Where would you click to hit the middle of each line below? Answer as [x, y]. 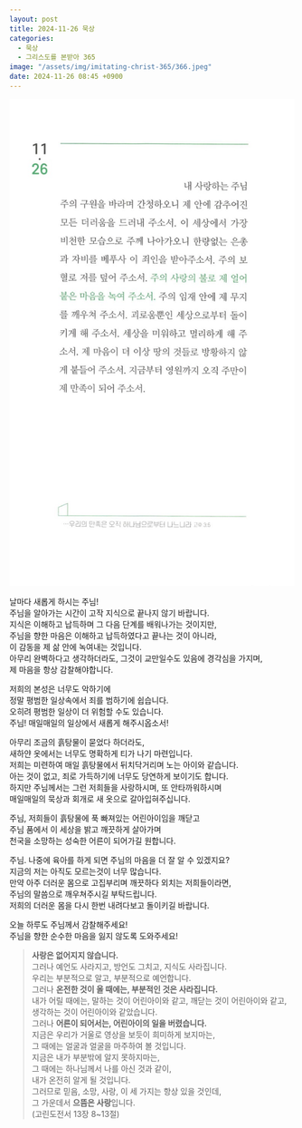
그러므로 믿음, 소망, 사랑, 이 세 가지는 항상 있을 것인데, [126, 1092]
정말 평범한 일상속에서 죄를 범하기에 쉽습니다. [89, 700]
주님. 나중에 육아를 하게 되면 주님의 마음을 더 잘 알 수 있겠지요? [120, 861]
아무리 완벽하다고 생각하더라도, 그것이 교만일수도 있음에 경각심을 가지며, [136, 658]
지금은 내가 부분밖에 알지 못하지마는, [95, 1057]
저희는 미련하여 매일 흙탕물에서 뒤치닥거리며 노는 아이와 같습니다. [124, 765]
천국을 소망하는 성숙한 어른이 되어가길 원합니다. [93, 841]
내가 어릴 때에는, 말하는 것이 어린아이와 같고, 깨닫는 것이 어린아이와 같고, [159, 1001]
